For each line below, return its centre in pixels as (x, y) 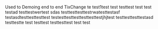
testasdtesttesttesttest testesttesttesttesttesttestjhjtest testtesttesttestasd (79, 17)
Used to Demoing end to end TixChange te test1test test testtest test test (78, 7)
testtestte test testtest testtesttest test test (48, 22)
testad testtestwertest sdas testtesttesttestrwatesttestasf (63, 12)
